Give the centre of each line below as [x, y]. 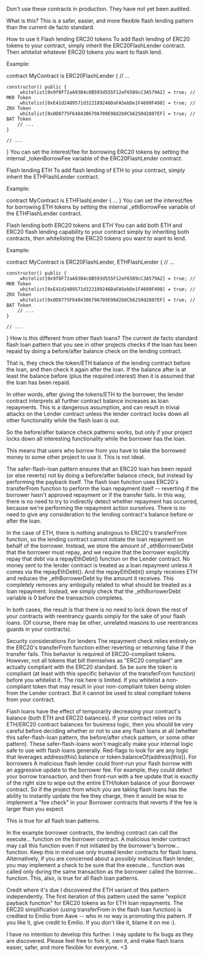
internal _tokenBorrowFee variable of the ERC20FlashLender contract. [95, 158]
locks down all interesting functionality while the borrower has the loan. [96, 439]
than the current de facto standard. [50, 27]
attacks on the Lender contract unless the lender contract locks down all [98, 414]
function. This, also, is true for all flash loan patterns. [73, 878]
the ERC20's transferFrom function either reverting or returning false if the [100, 647]
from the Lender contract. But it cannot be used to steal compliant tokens [99, 693]
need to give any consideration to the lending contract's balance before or [100, 514]
